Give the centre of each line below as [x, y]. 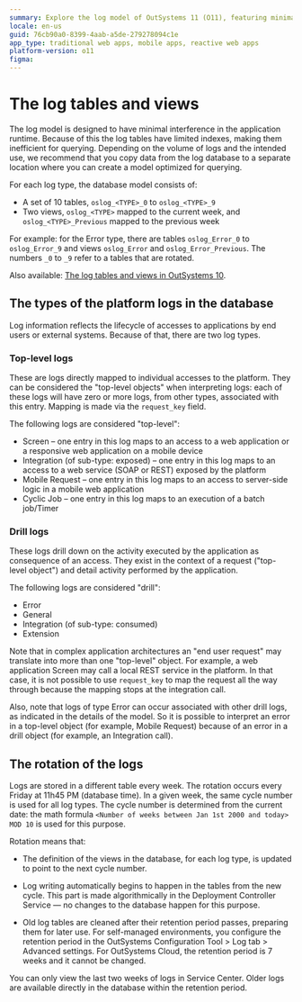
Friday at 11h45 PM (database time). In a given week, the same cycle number [151, 795]
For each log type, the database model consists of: [103, 185]
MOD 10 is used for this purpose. [67, 824]
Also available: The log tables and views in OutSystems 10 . [118, 275]
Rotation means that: [48, 842]
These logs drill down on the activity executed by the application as [134, 551]
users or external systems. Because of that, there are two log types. [135, 335]
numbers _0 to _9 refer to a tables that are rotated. [102, 257]
